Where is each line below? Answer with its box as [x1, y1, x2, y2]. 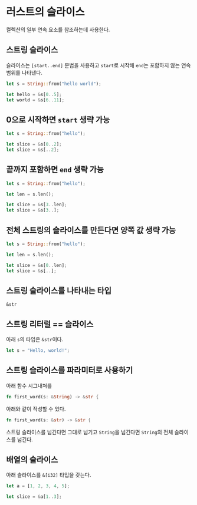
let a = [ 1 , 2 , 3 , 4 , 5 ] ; [6, 483, 70, 489]
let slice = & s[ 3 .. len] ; [6, 202, 67, 208]
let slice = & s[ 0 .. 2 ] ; [6, 141, 62, 147]
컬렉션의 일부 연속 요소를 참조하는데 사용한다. [6, 26, 110, 33]
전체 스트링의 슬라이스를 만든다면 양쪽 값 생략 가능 [6, 225, 176, 235]
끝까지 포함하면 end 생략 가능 [6, 164, 104, 174]
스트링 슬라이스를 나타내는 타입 [6, 285, 112, 295]
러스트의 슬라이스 [6, 5, 85, 19]
